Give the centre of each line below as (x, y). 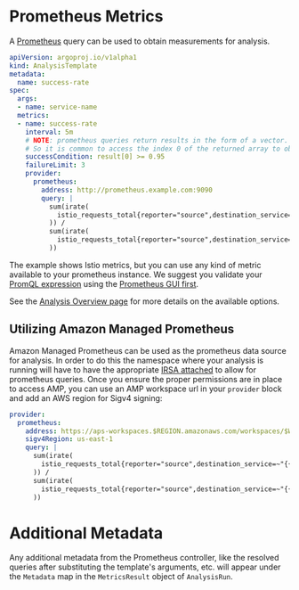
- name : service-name (57, 107)
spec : (19, 91)
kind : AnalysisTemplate (53, 66)
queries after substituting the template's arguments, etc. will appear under (145, 567)
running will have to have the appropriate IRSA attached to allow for (133, 369)
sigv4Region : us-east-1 (69, 439)
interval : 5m (49, 132)
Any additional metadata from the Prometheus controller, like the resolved (144, 558)
